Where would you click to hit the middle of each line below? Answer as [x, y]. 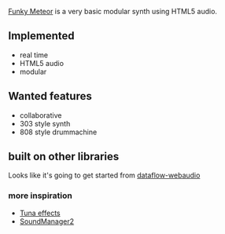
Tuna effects [40, 213]
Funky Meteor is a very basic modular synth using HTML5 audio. [113, 11]
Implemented [41, 36]
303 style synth [45, 123]
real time [34, 55]
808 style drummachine [58, 132]
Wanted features [50, 96]
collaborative [41, 115]
